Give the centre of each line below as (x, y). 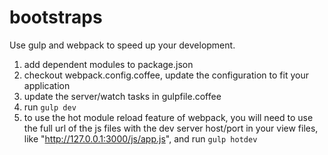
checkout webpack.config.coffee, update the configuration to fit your (166, 75)
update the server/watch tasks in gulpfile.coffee (122, 96)
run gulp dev (50, 107)
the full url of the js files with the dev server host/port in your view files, (171, 128)
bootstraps (56, 17)
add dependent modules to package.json (108, 64)
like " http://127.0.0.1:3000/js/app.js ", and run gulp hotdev (140, 138)
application (47, 85)
